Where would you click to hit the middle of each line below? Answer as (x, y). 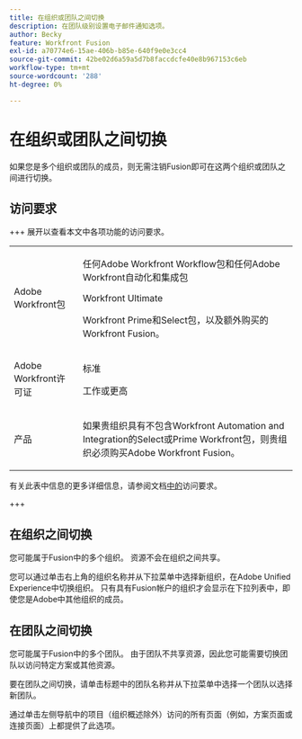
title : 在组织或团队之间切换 (57, 18)
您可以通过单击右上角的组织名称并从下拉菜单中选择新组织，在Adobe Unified (150, 577)
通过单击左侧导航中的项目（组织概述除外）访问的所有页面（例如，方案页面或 (151, 714)
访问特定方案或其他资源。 (72, 665)
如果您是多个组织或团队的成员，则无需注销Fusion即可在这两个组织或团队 (144, 166)
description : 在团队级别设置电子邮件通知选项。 (89, 26)
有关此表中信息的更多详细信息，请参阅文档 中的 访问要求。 (115, 485)
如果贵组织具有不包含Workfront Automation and (183, 426)
